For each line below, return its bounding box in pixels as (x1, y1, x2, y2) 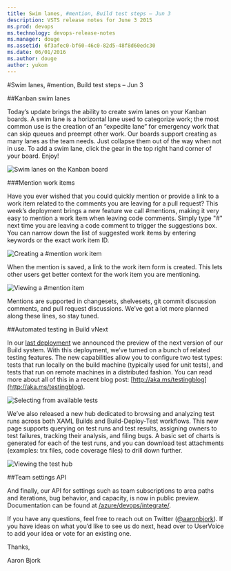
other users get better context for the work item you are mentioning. (7, 270, 201, 278)
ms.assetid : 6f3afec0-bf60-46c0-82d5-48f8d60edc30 (7, 42, 156, 49)
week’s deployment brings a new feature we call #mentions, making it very (7, 206, 219, 215)
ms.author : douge (7, 55, 57, 62)
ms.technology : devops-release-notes (7, 29, 116, 37)
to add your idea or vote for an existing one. (7, 529, 132, 537)
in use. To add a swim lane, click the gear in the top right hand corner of (7, 144, 212, 152)
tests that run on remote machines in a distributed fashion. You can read (7, 368, 212, 376)
